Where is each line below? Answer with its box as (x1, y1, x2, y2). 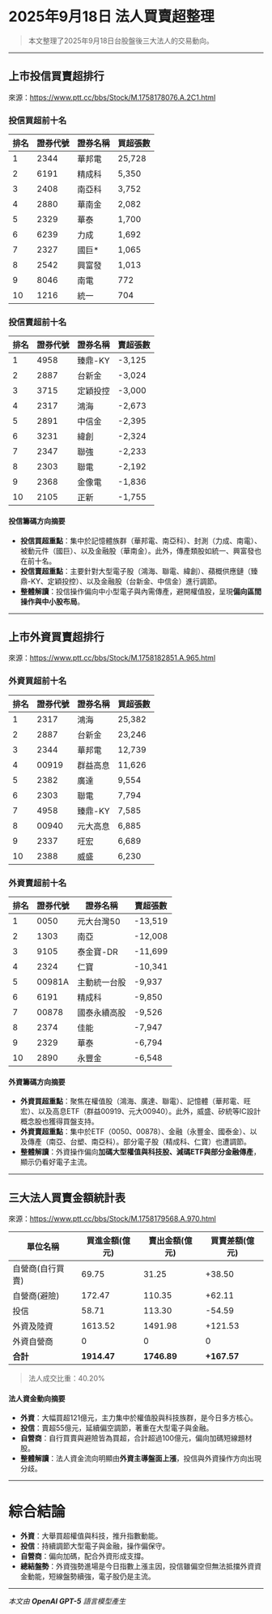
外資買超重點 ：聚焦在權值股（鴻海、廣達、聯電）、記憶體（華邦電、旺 (19, 1096, 251, 1107)
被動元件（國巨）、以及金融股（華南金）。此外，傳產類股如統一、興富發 (19, 546, 255, 555)
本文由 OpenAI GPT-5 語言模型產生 (8, 1596, 126, 1606)
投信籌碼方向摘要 (8, 516, 66, 525)
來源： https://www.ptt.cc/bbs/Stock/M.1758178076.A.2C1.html (8, 92, 216, 102)
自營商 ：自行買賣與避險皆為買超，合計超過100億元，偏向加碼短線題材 (19, 1433, 253, 1443)
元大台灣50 (77, 915, 121, 927)
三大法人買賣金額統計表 (8, 1191, 125, 1205)
